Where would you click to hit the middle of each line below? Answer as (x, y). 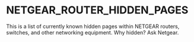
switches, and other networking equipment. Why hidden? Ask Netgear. (93, 32)
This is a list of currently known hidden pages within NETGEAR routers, (93, 26)
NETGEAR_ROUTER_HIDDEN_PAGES (97, 10)
